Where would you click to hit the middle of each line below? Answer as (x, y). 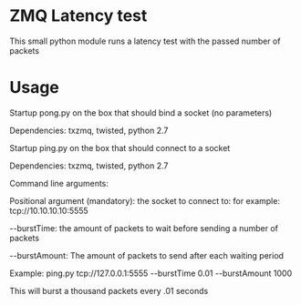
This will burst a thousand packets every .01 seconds (109, 290)
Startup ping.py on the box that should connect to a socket (120, 147)
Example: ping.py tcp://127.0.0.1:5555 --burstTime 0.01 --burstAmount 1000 (151, 273)
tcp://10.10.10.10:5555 (49, 210)
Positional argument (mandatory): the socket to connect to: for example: (145, 200)
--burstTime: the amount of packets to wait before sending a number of (144, 228)
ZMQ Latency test (78, 16)
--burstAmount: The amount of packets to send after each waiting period (147, 255)
